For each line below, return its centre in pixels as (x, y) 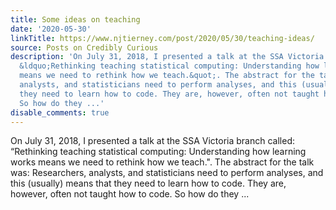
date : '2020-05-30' (51, 29)
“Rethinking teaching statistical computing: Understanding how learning (158, 152)
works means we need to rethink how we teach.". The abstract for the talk (162, 162)
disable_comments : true (60, 112)
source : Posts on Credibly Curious (84, 47)
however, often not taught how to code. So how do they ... (130, 194)
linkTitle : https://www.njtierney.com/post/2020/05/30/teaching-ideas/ (162, 38)
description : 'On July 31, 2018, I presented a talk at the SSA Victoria (167, 57)
